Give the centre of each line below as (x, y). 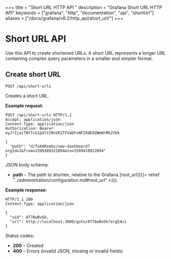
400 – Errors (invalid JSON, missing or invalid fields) (68, 251)
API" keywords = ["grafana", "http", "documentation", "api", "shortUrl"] (80, 13)
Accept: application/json (33, 120)
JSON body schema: (27, 164)
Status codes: (20, 236)
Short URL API (36, 39)
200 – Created (28, 245)
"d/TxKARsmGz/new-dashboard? (59, 146)
